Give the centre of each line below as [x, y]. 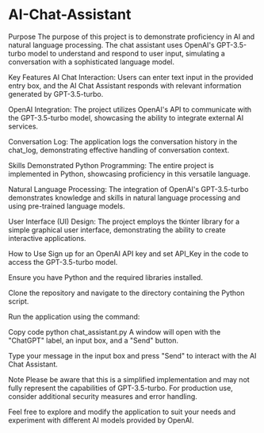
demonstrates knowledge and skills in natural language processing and [124, 197]
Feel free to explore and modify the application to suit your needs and [122, 412]
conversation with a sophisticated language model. [92, 62]
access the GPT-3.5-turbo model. [63, 262]
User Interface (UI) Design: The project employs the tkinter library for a [124, 221]
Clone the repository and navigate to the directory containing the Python [126, 293]
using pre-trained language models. [67, 206]
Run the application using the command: [74, 316]
